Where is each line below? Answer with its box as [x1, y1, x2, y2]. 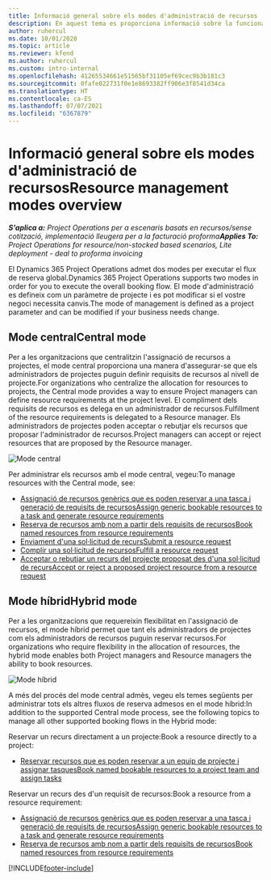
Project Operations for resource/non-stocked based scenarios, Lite [8, 239, 232, 249]
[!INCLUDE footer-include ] [8, 863, 94, 873]
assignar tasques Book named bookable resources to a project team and [19, 764, 260, 774]
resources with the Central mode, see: [8, 478, 135, 488]
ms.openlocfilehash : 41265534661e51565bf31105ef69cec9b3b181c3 [8, 72, 226, 80]
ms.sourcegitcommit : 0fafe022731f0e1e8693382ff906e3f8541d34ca [8, 79, 226, 87]
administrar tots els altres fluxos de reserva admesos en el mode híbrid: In [8, 699, 252, 709]
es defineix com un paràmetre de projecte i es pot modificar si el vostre [8, 290, 246, 299]
